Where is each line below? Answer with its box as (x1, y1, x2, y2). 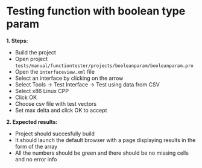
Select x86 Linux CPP (14, 87, 69, 94)
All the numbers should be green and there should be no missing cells (14, 149, 189, 157)
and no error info (14, 155, 57, 163)
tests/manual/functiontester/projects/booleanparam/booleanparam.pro (14, 62, 194, 69)
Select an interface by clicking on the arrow (14, 74, 124, 82)
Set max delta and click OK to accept (14, 106, 107, 114)
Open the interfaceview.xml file (14, 68, 95, 75)
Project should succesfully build (14, 130, 95, 137)
